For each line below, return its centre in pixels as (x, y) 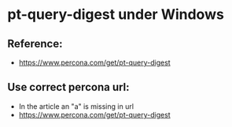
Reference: (35, 44)
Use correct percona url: (69, 87)
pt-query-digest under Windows (116, 15)
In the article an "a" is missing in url (76, 106)
